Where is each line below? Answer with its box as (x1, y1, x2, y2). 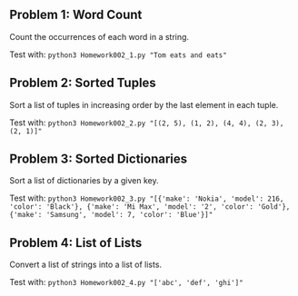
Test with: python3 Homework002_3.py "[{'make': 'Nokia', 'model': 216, (9, 192, 284, 203)
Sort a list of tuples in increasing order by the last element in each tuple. (9, 99, 279, 110)
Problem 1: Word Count (9, 7, 143, 23)
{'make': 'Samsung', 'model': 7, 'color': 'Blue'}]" (9, 211, 214, 220)
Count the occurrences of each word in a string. (9, 31, 189, 42)
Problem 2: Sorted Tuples (9, 75, 156, 91)
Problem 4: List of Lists (9, 235, 143, 251)
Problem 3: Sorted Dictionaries (9, 152, 188, 167)
